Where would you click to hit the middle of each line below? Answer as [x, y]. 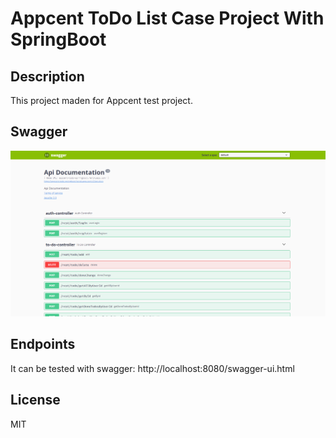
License [35, 400]
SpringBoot [58, 39]
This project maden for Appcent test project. [101, 100]
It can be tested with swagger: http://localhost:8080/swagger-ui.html [152, 368]
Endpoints [43, 344]
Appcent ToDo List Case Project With [167, 18]
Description [47, 76]
